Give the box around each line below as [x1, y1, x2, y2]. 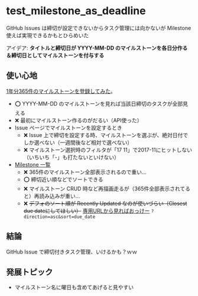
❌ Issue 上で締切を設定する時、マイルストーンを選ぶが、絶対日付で [23, 131, 189, 138]
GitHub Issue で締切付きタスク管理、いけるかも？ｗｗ [6, 248, 138, 255]
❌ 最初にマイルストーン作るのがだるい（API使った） [14, 116, 143, 123]
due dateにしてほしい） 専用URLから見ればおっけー [23, 207, 150, 214]
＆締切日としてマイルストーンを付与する [6, 51, 105, 58]
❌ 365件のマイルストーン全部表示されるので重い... [23, 168, 147, 175]
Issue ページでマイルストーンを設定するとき [14, 124, 122, 131]
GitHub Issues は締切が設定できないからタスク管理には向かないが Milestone [6, 24, 191, 31]
